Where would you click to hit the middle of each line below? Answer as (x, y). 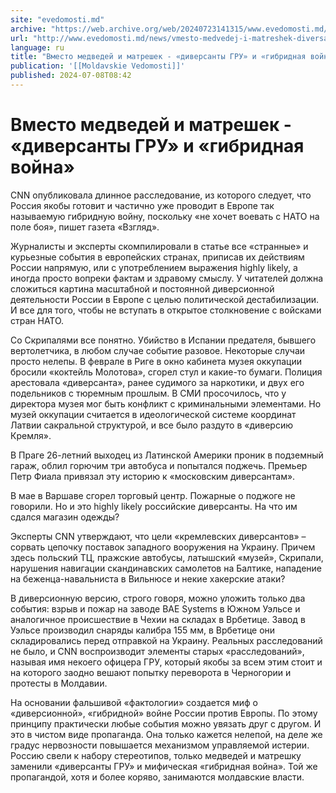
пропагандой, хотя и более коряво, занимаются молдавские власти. (157, 777)
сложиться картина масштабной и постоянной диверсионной (142, 288)
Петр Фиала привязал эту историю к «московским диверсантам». (153, 476)
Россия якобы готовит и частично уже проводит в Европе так (142, 205)
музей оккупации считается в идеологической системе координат (153, 414)
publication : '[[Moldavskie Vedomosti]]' (98, 66)
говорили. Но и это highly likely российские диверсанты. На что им (154, 506)
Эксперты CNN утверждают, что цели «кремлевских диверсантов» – (158, 536)
